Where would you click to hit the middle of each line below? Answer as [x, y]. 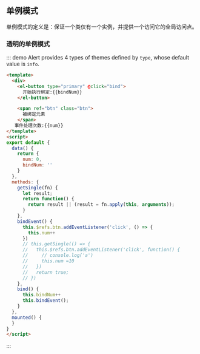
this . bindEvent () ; [45, 301]
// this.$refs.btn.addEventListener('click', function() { [101, 250]
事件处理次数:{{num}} [39, 126]
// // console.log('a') [58, 256]
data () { [23, 148]
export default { [28, 142]
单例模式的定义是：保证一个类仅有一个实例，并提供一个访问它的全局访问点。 [102, 27]
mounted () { [27, 318]
